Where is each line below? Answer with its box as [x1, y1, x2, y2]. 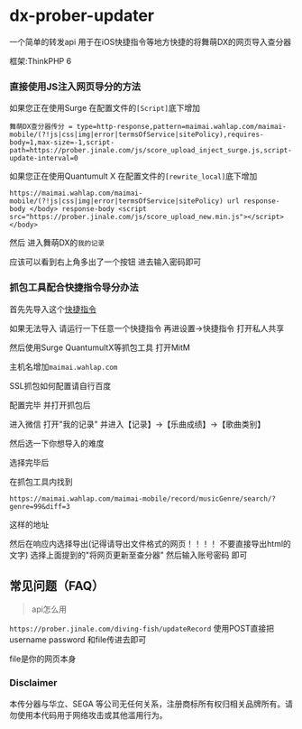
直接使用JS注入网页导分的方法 [9, 80, 142, 93]
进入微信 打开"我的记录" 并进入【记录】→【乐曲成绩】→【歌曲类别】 [9, 419, 266, 429]
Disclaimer [9, 677, 58, 689]
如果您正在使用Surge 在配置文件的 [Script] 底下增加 [9, 103, 201, 114]
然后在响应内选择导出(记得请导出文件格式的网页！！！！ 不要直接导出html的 [9, 538, 291, 549]
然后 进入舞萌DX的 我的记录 [9, 237, 105, 248]
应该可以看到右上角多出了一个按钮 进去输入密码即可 [9, 256, 201, 267]
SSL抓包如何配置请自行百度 [9, 380, 111, 391]
